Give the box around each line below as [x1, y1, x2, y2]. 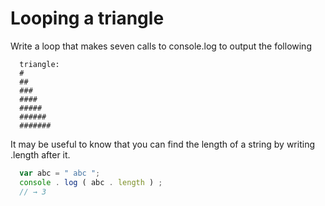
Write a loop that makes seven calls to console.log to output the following [10, 40, 312, 52]
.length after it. [10, 148, 71, 161]
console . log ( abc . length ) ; [19, 177, 163, 187]
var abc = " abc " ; [19, 168, 101, 178]
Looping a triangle [10, 7, 165, 30]
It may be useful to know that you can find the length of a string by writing [10, 138, 315, 150]
